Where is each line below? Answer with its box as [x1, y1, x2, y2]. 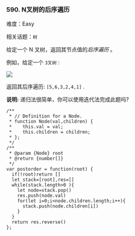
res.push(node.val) [17, 192, 67, 199]
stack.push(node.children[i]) [22, 203, 99, 209]
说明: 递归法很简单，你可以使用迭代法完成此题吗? [6, 96, 129, 103]
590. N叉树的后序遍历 [6, 5, 70, 13]
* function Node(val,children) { [8, 119, 94, 125]
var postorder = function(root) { [6, 166, 94, 172]
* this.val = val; [8, 124, 64, 130]
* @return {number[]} [8, 156, 64, 162]
